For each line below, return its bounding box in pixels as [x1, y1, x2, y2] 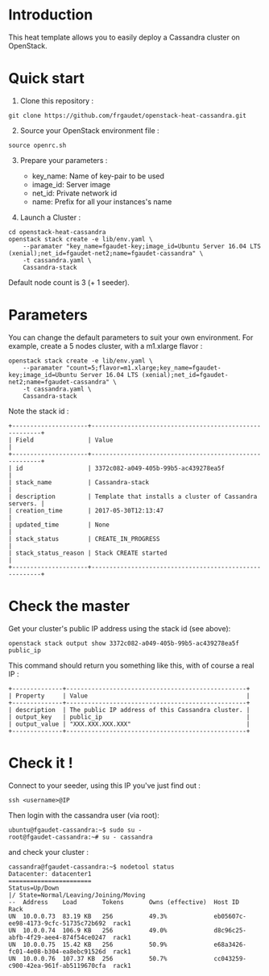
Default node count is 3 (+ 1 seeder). [8, 277, 130, 287]
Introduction [8, 6, 93, 24]
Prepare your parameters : [19, 155, 108, 165]
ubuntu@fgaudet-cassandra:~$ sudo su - [8, 826, 143, 834]
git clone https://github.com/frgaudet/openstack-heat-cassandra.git [8, 111, 247, 119]
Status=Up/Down [8, 884, 60, 892]
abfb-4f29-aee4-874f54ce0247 [8, 933, 106, 941]
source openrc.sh [8, 141, 67, 149]
